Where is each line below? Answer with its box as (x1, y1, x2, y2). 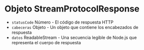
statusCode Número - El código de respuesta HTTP (11, 19, 113, 25)
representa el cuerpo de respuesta (11, 39, 81, 45)
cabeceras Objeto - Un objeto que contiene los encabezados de (11, 24, 139, 30)
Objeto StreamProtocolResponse (4, 3, 140, 14)
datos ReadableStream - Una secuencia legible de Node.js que (11, 35, 137, 40)
